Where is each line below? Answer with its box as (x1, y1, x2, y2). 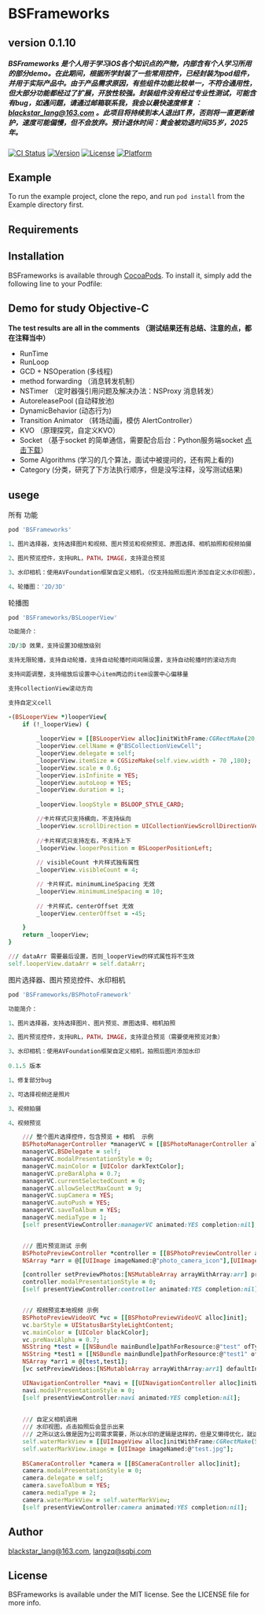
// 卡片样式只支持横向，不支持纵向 (36, 815, 131, 823)
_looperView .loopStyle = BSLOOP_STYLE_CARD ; (36, 801, 185, 809)
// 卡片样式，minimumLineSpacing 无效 (36, 880, 156, 889)
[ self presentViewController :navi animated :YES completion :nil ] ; (22, 1394, 241, 1402)
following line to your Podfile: (8, 278, 103, 288)
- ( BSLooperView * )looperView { (8, 713, 108, 720)
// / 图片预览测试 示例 (22, 1242, 87, 1250)
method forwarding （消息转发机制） (19, 377, 139, 386)
